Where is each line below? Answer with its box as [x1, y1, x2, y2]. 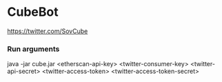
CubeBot [7, 4, 59, 20]
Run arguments [7, 44, 60, 54]
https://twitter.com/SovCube [7, 27, 88, 35]
